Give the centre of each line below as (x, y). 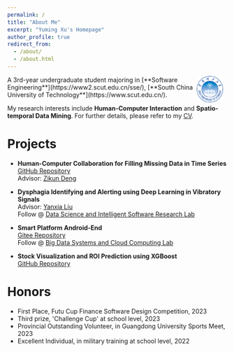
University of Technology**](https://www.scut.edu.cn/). (87, 94)
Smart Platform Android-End (60, 227)
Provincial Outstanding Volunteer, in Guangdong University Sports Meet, (121, 326)
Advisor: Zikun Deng (47, 178)
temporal (21, 115)
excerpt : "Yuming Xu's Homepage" (56, 29)
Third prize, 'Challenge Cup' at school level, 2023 (89, 318)
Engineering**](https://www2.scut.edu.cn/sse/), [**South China (100, 87)
